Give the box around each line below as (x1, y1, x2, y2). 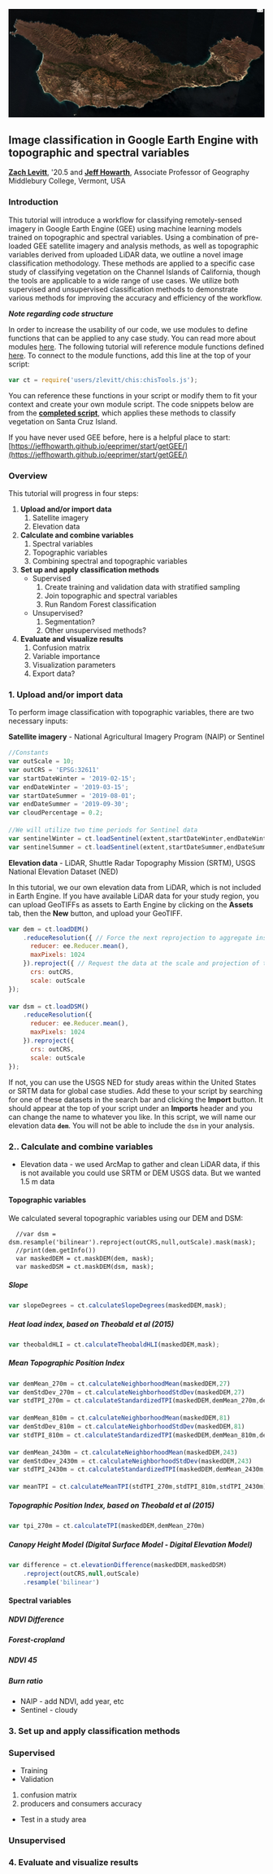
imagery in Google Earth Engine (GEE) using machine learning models (8, 223, 242, 233)
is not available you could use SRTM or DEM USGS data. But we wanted (19, 1168, 262, 1178)
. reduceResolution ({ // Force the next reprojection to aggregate (23, 933, 253, 941)
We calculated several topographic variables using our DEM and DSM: (8, 1213, 244, 1223)
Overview (8, 470, 48, 481)
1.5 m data (19, 1176, 55, 1186)
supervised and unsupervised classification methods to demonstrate (8, 284, 238, 294)
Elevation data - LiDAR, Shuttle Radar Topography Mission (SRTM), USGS (8, 858, 256, 867)
